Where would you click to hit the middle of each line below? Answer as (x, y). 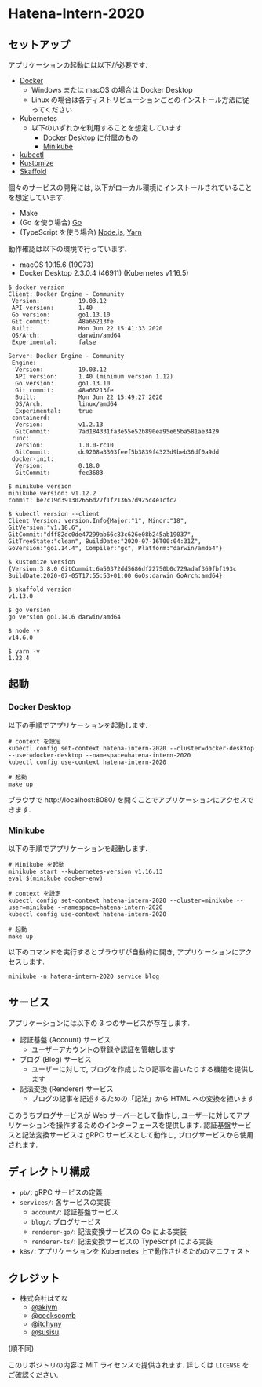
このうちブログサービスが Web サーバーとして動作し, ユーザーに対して (122, 1115)
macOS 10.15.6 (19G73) (56, 265)
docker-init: (33, 459)
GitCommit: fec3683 (59, 473)
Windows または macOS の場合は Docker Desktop (112, 90)
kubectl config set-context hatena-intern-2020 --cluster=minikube (121, 900)
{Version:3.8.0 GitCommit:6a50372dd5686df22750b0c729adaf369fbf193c (122, 569)
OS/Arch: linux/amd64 (66, 404)
